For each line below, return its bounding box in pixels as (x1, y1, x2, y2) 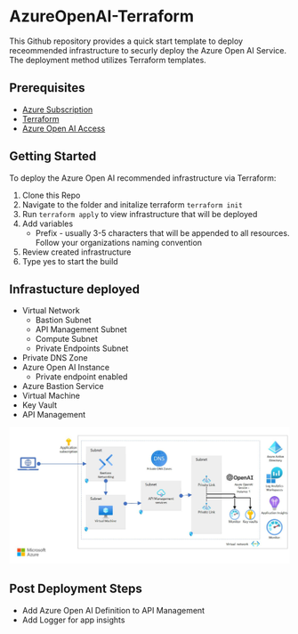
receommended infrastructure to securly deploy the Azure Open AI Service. (9, 45, 287, 55)
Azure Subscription (21, 104, 93, 115)
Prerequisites (9, 80, 85, 95)
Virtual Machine (21, 390, 80, 402)
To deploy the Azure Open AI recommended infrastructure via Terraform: (9, 172, 277, 183)
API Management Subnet (35, 324, 127, 335)
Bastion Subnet (35, 314, 92, 326)
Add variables (21, 218, 74, 229)
